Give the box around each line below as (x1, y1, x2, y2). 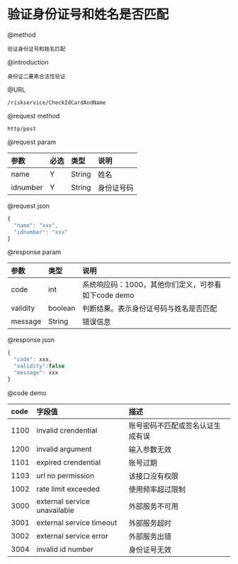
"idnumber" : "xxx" (13, 228, 69, 236)
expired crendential (36, 457, 101, 467)
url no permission (36, 470, 94, 480)
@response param (7, 248, 62, 256)
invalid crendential (36, 425, 98, 435)
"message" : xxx (13, 370, 59, 377)
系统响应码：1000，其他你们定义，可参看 (82, 280, 222, 289)
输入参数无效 (128, 444, 172, 454)
